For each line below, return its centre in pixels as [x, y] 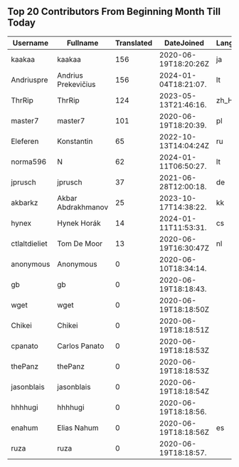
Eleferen [25, 141]
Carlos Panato [80, 346]
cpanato [25, 346]
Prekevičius [76, 84]
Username [30, 43]
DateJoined [185, 43]
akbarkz [25, 202]
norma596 [29, 162]
